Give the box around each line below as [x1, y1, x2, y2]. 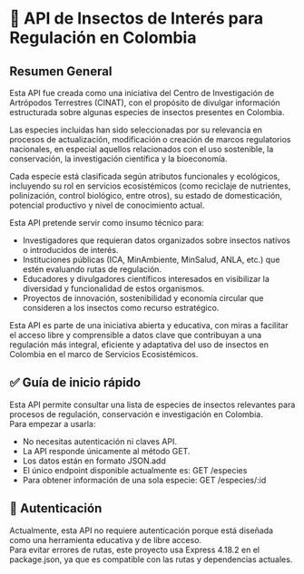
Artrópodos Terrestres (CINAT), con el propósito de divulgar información [9, 97, 280, 108]
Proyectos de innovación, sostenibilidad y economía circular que [22, 293, 265, 303]
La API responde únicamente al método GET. [22, 445, 191, 456]
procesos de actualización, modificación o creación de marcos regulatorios [9, 134, 291, 144]
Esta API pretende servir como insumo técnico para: [9, 218, 204, 228]
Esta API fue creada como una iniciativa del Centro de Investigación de [9, 88, 275, 98]
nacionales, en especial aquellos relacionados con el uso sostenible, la [9, 144, 274, 154]
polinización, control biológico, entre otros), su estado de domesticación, [9, 190, 283, 200]
